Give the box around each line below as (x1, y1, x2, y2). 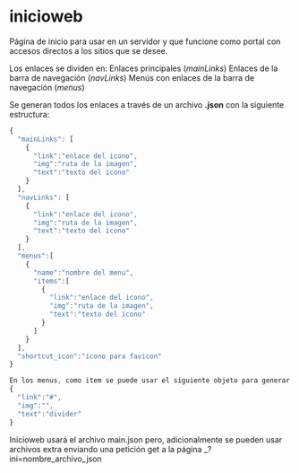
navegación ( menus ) (9, 82, 85, 92)
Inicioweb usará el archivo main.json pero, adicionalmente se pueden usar (9, 434, 283, 445)
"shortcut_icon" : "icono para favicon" (17, 352, 163, 361)
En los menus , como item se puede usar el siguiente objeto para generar (9, 376, 291, 385)
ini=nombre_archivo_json (9, 453, 103, 464)
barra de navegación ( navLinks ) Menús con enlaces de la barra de (9, 72, 255, 83)
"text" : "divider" (17, 409, 82, 418)
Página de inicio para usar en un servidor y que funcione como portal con (9, 36, 281, 47)
